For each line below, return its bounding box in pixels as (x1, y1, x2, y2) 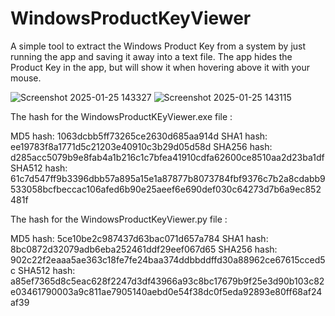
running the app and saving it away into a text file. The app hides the (10, 50, 293, 62)
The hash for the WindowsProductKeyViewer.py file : (10, 213, 228, 225)
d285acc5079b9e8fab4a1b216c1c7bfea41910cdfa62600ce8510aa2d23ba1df (10, 151, 325, 163)
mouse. (10, 72, 42, 84)
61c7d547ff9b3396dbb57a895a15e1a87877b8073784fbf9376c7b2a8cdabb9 (10, 172, 326, 184)
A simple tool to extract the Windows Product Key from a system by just (10, 40, 307, 52)
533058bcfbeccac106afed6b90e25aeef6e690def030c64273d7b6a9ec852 (10, 183, 322, 195)
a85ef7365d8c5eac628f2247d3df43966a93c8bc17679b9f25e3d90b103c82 (10, 275, 325, 287)
